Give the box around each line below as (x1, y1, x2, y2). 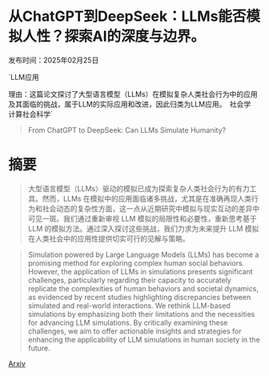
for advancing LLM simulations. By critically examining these (27, 318, 228, 327)
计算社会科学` (8, 109, 54, 118)
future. (27, 343, 50, 353)
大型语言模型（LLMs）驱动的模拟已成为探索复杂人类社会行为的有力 (27, 183, 250, 193)
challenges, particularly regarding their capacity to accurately (27, 275, 232, 285)
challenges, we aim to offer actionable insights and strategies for (27, 326, 242, 336)
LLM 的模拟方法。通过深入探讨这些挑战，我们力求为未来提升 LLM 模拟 (27, 223, 259, 233)
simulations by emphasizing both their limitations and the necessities (27, 309, 255, 318)
